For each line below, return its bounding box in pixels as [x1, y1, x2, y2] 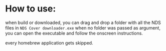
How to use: [5, 3, 56, 14]
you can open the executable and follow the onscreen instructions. [5, 30, 143, 36]
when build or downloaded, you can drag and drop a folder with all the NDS [5, 19, 161, 25]
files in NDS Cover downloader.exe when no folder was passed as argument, [5, 24, 160, 30]
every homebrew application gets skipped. [5, 39, 94, 45]
